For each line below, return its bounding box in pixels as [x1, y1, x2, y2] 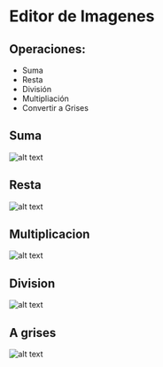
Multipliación [21, 93, 69, 104]
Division [9, 276, 56, 291]
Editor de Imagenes [9, 6, 155, 27]
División [21, 84, 51, 94]
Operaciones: [9, 42, 86, 57]
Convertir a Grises [21, 103, 89, 113]
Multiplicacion [9, 227, 90, 242]
